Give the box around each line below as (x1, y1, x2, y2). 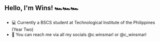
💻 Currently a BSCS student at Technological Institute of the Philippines (11, 19, 155, 25)
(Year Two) (11, 26, 34, 32)
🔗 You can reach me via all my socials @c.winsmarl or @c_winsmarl (11, 31, 147, 37)
